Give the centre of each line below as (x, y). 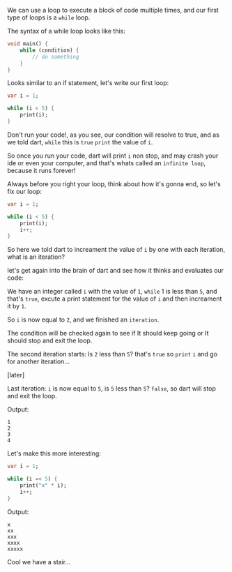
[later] (16, 375)
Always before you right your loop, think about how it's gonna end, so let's (114, 183)
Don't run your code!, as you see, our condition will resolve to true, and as (113, 135)
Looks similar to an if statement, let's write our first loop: (88, 83)
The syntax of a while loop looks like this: (66, 31)
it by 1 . (17, 306)
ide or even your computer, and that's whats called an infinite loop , (106, 163)
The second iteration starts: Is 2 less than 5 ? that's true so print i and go (113, 354)
